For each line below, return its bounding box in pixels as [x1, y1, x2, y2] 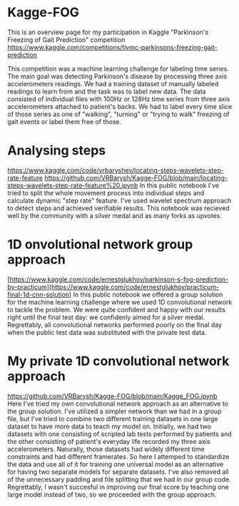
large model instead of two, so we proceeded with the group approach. [7, 490, 217, 499]
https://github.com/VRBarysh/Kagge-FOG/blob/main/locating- [44, 173, 228, 182]
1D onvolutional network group [7, 237, 193, 253]
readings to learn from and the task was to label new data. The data [7, 87, 206, 95]
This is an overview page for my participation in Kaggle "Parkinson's [7, 28, 209, 36]
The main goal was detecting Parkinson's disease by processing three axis [7, 72, 228, 81]
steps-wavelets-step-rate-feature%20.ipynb [7, 181, 138, 190]
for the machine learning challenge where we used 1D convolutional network [7, 297, 233, 306]
